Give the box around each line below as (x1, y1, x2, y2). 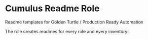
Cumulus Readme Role (5, 3, 100, 14)
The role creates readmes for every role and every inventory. (5, 28, 129, 34)
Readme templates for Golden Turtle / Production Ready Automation (5, 19, 144, 25)
